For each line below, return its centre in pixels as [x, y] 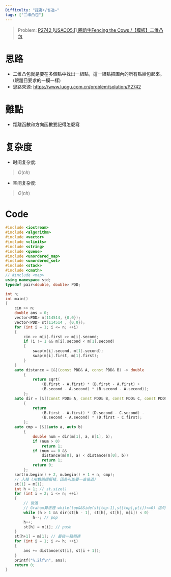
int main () [17, 299]
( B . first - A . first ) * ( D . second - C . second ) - [93, 413]
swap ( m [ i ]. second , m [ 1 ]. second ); [68, 351]
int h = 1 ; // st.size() [41, 489]
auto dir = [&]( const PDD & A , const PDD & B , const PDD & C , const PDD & [91, 398]
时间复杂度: [24, 162]
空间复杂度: [24, 183]
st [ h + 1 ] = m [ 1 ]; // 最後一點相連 [48, 537]
